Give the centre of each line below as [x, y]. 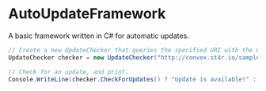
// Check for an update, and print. [68, 72]
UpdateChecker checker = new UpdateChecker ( [83, 57]
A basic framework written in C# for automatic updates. [99, 36]
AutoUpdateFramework [87, 14]
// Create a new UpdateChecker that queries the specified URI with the [131, 50]
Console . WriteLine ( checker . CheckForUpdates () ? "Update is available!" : [133, 79]
